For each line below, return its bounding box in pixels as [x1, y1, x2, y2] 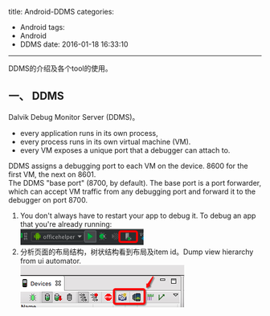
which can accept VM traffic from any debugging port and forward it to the [8, 187, 256, 196]
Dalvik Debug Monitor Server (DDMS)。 [8, 112, 140, 121]
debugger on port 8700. [8, 195, 88, 204]
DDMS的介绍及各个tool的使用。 [8, 64, 112, 73]
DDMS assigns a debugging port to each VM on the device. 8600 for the [8, 161, 248, 170]
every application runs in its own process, [19, 128, 158, 137]
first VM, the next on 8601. [8, 169, 96, 179]
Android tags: [19, 23, 66, 31]
